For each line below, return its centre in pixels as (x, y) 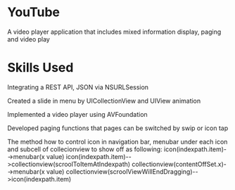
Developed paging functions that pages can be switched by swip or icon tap (118, 128)
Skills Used (40, 68)
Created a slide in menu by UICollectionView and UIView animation (104, 101)
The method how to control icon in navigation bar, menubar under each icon (118, 141)
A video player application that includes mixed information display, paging (114, 32)
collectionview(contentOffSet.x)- (179, 164)
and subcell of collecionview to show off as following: (85, 149)
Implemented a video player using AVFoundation (77, 114)
